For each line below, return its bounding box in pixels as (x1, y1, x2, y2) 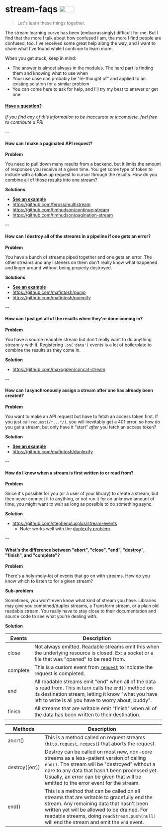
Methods (13, 726, 35, 733)
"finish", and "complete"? (5, 552, 60, 558)
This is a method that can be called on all (44, 788, 140, 795)
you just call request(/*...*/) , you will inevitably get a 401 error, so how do (5, 418, 161, 424)
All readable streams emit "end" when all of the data (34, 678, 156, 685)
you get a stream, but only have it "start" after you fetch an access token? (5, 424, 157, 430)
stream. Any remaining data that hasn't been (44, 800, 148, 807)
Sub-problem (5, 588, 33, 594)
